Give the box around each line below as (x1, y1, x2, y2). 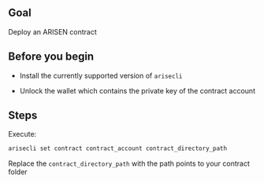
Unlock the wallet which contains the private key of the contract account (19, 86, 256, 95)
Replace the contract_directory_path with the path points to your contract (8, 159, 251, 168)
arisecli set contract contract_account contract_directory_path (8, 145, 227, 152)
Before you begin (8, 50, 95, 64)
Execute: (8, 130, 37, 139)
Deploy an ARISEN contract (8, 27, 97, 36)
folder (8, 167, 28, 177)
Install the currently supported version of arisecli (19, 71, 183, 80)
